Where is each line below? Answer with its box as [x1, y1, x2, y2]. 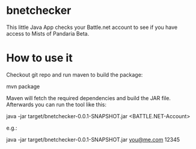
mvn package [6, 83, 40, 90]
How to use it [6, 51, 73, 65]
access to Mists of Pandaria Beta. [6, 30, 90, 37]
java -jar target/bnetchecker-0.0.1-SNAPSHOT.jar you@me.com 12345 [6, 136, 180, 143]
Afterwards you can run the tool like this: [6, 101, 107, 108]
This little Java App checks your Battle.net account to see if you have [6, 24, 178, 31]
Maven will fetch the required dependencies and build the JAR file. [6, 94, 171, 101]
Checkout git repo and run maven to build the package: [6, 71, 143, 78]
